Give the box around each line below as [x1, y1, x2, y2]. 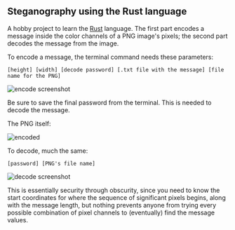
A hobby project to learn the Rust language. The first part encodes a [7, 24, 205, 32]
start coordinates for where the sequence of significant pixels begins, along [7, 193, 226, 202]
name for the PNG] [7, 72, 61, 79]
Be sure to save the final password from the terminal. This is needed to [7, 98, 212, 107]
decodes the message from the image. [7, 39, 119, 48]
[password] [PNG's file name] [7, 160, 96, 167]
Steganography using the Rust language [7, 6, 187, 18]
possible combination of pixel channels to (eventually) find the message [7, 208, 215, 217]
